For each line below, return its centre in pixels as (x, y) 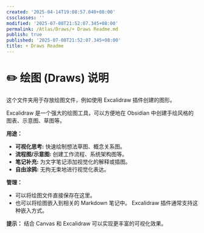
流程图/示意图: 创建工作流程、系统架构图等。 (71, 154)
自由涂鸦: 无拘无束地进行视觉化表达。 (62, 169)
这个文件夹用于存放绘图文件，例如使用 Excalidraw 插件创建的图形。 (91, 100)
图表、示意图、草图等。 (36, 120)
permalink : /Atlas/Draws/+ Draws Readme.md (62, 29)
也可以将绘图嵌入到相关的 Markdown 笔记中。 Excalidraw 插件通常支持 (104, 203)
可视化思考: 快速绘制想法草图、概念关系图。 (70, 146)
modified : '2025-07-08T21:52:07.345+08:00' (62, 23)
